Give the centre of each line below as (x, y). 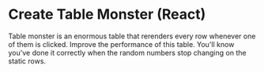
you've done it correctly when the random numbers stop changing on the (127, 52)
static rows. (27, 61)
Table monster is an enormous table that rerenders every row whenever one (132, 36)
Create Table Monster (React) (107, 14)
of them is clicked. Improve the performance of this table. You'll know (121, 44)
